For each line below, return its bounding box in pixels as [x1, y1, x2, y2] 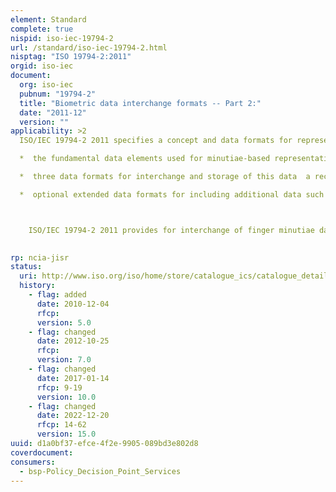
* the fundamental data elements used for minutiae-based [19, 154, 271, 164]
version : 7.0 [36, 355, 92, 365]
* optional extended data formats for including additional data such [19, 189, 325, 200]
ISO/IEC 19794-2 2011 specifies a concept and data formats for [19, 136, 293, 146]
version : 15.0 [36, 429, 97, 440]
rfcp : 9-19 [36, 382, 83, 393]
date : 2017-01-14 [36, 373, 110, 383]
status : [10, 262, 43, 272]
